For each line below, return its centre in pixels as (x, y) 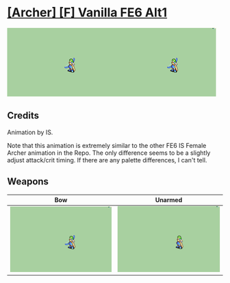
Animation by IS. (30, 132)
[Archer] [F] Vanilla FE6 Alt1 (87, 13)
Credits (23, 115)
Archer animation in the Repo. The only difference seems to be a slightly (109, 153)
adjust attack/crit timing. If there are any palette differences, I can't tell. (107, 160)
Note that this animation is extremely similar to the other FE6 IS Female (107, 145)
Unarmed (169, 200)
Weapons (28, 182)
